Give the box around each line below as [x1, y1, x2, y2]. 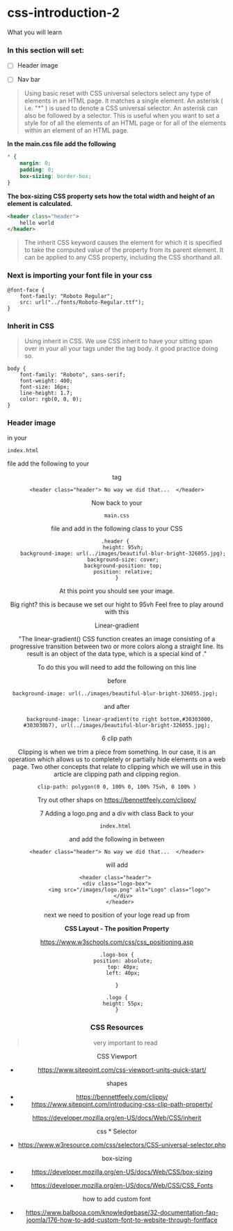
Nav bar [17, 75, 40, 84]
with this [104, 608, 129, 616]
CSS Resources [90, 1022, 144, 1032]
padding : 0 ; [19, 166, 54, 174]
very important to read [93, 1038, 158, 1047]
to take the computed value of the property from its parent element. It [24, 246, 224, 254]
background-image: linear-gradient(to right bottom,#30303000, [26, 716, 214, 723]
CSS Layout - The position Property [65, 925, 169, 933]
